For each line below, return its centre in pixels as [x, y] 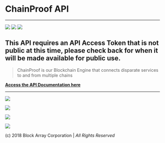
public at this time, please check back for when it [82, 51]
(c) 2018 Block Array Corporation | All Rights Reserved [60, 135]
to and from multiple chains [45, 75]
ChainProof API [37, 9]
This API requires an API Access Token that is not [82, 43]
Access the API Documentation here [43, 84]
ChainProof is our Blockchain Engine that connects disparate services [88, 70]
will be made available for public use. [63, 58]
